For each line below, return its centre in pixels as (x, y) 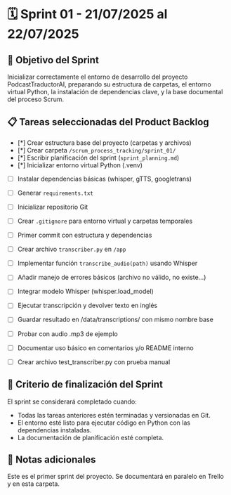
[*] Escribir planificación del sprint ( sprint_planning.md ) (98, 157)
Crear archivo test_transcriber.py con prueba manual (94, 362)
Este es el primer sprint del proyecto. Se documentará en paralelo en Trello (116, 477)
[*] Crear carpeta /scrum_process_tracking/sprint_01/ (97, 150)
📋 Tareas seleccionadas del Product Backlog (108, 122)
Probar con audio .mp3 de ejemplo (67, 334)
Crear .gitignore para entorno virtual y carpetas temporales (105, 221)
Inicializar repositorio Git (53, 207)
